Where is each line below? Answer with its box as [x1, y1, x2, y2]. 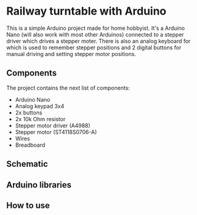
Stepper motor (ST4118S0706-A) [15, 128, 98, 135]
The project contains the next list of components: [6, 84, 130, 91]
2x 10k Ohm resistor [15, 115, 66, 122]
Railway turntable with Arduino [6, 4, 167, 18]
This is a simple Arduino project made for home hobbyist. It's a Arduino [6, 24, 185, 32]
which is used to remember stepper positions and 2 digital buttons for [6, 44, 182, 51]
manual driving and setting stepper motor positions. [6, 50, 136, 57]
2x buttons [15, 108, 43, 116]
